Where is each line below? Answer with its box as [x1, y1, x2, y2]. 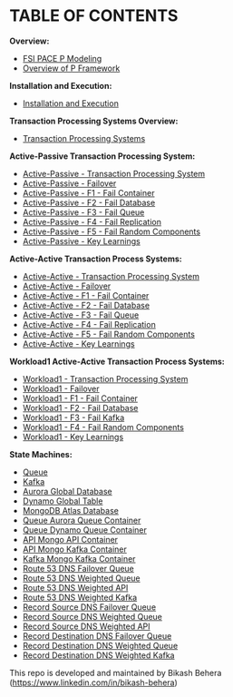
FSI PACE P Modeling [22, 53, 102, 64]
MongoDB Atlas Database [22, 505, 120, 515]
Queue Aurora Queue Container [22, 515, 141, 525]
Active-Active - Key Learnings [22, 338, 135, 349]
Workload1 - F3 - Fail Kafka [22, 412, 125, 423]
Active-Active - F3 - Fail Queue [22, 309, 140, 320]
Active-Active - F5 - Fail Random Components [22, 329, 195, 339]
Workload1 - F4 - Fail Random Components [22, 421, 184, 432]
